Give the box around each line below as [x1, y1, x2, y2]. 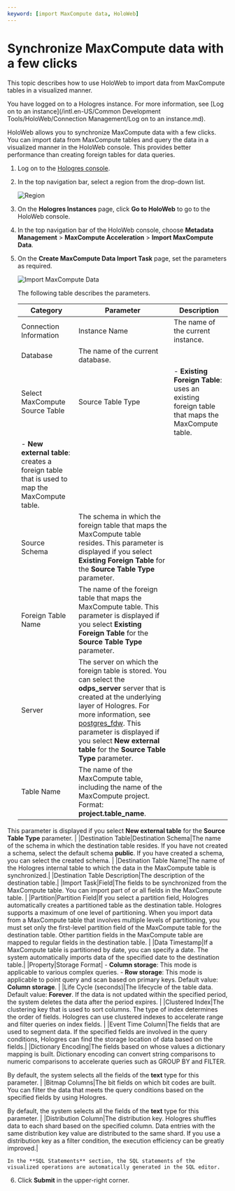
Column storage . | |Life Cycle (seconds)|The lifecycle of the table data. [7, 982, 213, 991]
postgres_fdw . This [78, 718, 141, 728]
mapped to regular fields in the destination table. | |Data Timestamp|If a [7, 938, 213, 946]
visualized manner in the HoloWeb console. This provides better [7, 143, 192, 151]
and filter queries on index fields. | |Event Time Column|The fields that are [7, 1020, 220, 1028]
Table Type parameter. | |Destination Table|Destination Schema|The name [7, 834, 222, 842]
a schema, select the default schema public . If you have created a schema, [7, 848, 225, 857]
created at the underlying [78, 691, 162, 701]
